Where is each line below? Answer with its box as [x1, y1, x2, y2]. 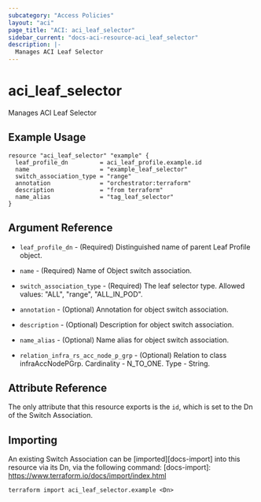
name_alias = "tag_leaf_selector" [15, 193, 175, 201]
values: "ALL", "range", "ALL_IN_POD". [19, 289, 143, 299]
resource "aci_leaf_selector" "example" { [8, 151, 149, 160]
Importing [8, 434, 57, 447]
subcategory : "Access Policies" [8, 11, 114, 20]
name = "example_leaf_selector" [15, 165, 189, 173]
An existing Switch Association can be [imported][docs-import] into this [8, 454, 241, 464]
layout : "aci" [8, 19, 55, 27]
